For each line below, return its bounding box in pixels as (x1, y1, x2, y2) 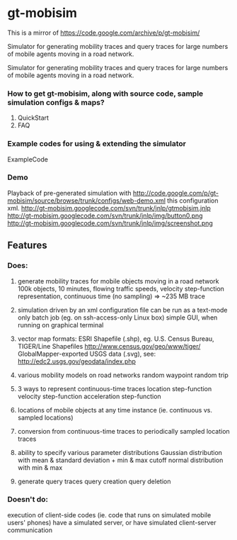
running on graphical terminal (17, 320, 104, 329)
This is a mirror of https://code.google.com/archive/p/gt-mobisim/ (7, 28, 200, 37)
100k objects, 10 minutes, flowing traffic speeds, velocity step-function (17, 284, 225, 293)
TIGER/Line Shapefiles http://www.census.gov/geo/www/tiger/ (17, 342, 201, 350)
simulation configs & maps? (7, 97, 105, 107)
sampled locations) (17, 413, 74, 422)
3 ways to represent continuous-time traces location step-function (17, 384, 212, 393)
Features (7, 240, 47, 252)
